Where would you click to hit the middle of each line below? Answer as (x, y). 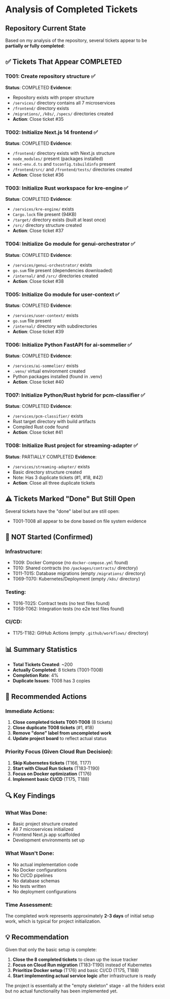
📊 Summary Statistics (41, 650)
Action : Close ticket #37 (38, 231)
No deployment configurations (44, 891)
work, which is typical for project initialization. (53, 921)
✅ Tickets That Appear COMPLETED (64, 62)
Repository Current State (46, 28)
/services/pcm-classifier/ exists (48, 416)
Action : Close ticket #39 (38, 331)
